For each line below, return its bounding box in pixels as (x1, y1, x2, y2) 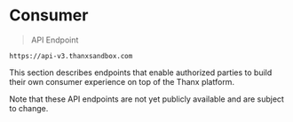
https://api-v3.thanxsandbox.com (9, 51, 133, 60)
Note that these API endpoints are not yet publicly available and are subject (9, 94, 284, 104)
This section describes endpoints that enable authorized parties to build (9, 67, 273, 78)
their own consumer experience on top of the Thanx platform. (9, 76, 235, 87)
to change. (9, 103, 49, 113)
